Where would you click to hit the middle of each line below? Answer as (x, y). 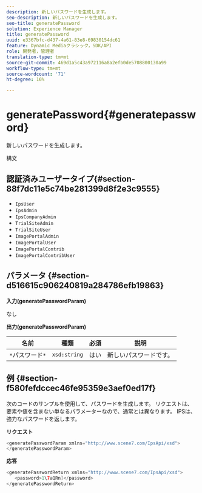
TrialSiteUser (33, 230)
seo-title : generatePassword (43, 23)
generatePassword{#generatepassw (101, 115)
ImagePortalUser (35, 243)
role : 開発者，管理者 (30, 52)
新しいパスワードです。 (140, 355)
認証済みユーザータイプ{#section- (71, 179)
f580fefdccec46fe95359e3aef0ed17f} (81, 388)
